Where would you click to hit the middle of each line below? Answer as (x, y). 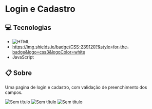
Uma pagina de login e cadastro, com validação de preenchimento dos (76, 87)
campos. (14, 92)
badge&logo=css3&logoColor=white (48, 52)
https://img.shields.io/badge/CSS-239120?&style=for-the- (70, 47)
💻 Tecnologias (28, 27)
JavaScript (23, 57)
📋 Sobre (19, 73)
